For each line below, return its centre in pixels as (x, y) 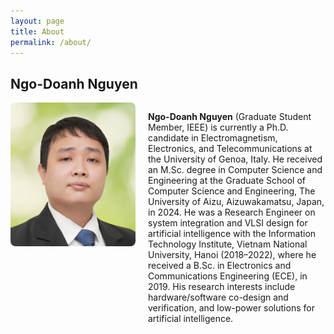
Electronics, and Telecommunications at (230, 149)
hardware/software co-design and (218, 297)
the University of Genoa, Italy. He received (235, 159)
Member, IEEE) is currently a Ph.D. (218, 127)
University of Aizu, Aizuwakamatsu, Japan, (236, 202)
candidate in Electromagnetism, (213, 138)
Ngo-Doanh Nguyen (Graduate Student (230, 117)
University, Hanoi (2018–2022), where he (232, 255)
